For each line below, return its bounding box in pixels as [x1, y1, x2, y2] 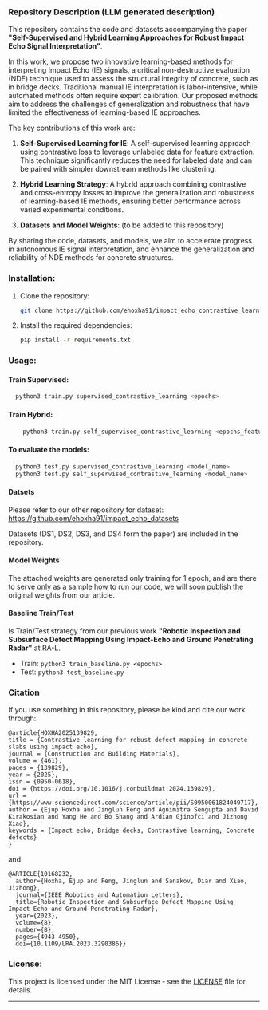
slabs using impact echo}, [8, 743, 98, 752]
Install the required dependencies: [19, 321, 133, 330]
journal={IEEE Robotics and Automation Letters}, [15, 891, 183, 899]
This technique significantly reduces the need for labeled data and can [19, 156, 253, 165]
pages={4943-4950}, [15, 933, 81, 941]
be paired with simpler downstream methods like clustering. [19, 164, 217, 174]
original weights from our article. [8, 590, 116, 600]
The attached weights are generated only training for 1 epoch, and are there [8, 573, 257, 582]
